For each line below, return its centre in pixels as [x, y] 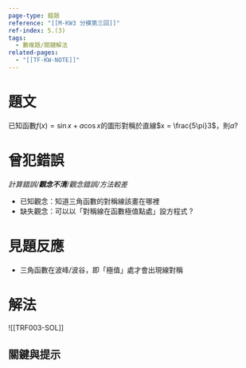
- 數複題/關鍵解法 [42, 45]
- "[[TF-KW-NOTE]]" [48, 61]
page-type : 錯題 [34, 16]
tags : [17, 38]
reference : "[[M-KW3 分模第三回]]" [64, 23]
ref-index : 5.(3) [37, 30]
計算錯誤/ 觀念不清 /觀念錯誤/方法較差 [68, 184]
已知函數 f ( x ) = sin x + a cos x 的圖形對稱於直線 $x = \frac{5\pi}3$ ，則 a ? [123, 125]
